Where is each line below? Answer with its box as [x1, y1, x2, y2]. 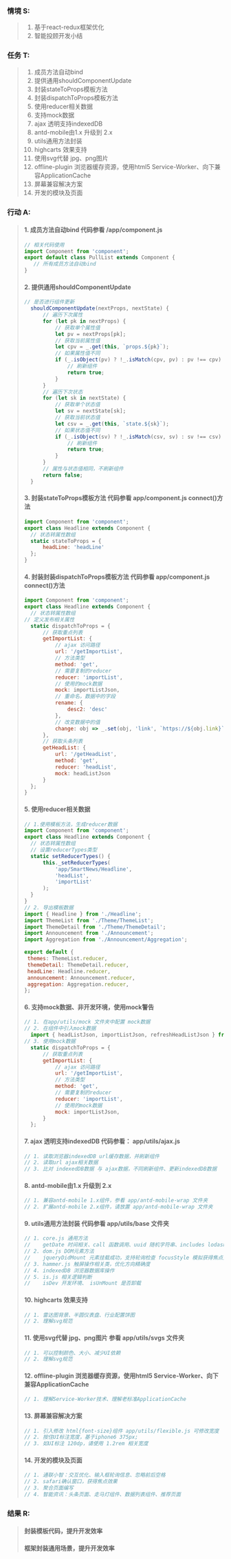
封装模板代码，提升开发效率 [23, 1527, 103, 1536]
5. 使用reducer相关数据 [23, 805, 91, 813]
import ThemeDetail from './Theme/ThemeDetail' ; [23, 923, 166, 931]
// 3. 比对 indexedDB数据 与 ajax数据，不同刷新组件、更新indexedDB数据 [23, 1166, 217, 1173]
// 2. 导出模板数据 [23, 904, 74, 911]
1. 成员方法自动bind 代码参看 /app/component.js [23, 226, 163, 234]
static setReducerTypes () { [30, 853, 111, 860]
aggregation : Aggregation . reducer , [27, 981, 129, 988]
